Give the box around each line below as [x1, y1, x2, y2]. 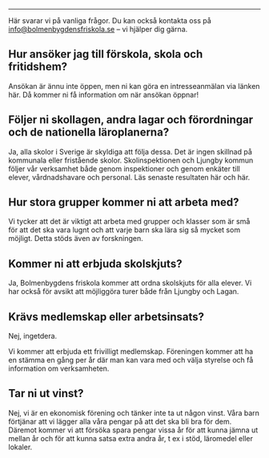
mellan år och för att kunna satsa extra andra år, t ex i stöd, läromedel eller [8, 433, 254, 443]
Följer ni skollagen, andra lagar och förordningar [8, 113, 254, 127]
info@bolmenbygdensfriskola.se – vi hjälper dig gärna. [8, 25, 188, 34]
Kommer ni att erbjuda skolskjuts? [8, 257, 183, 271]
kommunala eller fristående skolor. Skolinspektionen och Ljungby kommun [8, 155, 254, 165]
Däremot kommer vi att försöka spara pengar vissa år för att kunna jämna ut [8, 425, 259, 435]
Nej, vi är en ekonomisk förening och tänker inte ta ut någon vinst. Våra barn [8, 408, 260, 417]
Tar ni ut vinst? [8, 387, 84, 400]
